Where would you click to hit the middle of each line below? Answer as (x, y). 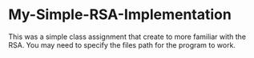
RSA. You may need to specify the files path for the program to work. (122, 44)
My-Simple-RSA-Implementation (120, 15)
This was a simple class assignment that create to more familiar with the (127, 37)
